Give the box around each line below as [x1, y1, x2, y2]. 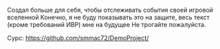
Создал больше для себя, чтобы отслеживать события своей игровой [7, 6, 214, 14]
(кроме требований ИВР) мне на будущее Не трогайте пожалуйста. [7, 21, 206, 28]
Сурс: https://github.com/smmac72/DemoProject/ [7, 34, 149, 42]
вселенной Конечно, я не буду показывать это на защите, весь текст [7, 13, 210, 21]
